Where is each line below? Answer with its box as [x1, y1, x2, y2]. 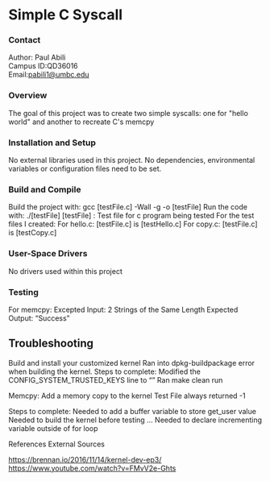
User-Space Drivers [8, 248, 88, 259]
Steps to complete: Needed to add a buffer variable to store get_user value [8, 406, 256, 416]
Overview [8, 90, 48, 102]
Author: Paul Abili [8, 52, 66, 62]
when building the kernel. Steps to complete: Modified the [8, 367, 201, 376]
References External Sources [8, 439, 105, 449]
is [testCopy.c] [8, 228, 57, 238]
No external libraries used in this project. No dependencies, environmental [8, 155, 255, 165]
